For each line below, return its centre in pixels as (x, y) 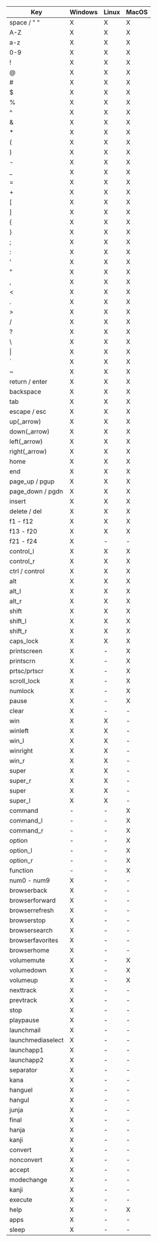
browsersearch (31, 930)
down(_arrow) (30, 431)
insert (18, 501)
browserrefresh (31, 910)
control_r (22, 561)
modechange (28, 1180)
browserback (28, 891)
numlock (22, 691)
